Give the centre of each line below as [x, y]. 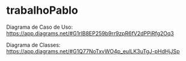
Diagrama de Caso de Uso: [40, 27]
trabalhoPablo [42, 10]
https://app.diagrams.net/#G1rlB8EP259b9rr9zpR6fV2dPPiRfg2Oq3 [90, 33]
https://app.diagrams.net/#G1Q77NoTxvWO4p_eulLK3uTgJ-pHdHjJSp [93, 51]
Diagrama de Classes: [33, 45]
